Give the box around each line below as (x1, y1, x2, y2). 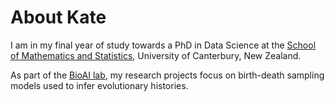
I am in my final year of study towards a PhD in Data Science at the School (10, 39, 317, 51)
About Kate (10, 6, 107, 29)
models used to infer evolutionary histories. (10, 79, 189, 91)
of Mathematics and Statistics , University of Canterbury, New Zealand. (10, 49, 302, 61)
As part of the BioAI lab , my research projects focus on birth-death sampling (10, 69, 325, 81)
